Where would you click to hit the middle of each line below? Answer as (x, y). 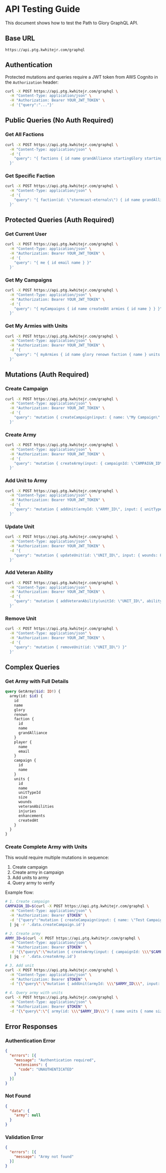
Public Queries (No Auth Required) (59, 121)
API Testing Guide (43, 9)
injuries (27, 811)
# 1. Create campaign (27, 902)
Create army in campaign (38, 873)
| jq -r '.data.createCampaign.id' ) (47, 925)
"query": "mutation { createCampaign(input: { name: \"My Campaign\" (87, 417)
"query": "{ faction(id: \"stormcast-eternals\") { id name (77, 200)
